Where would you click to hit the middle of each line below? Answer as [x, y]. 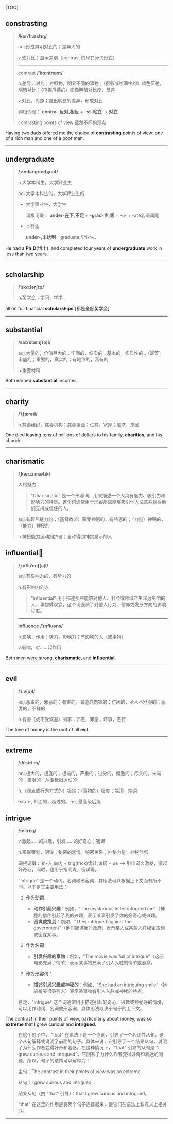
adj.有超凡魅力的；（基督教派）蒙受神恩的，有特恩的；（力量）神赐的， [92, 519]
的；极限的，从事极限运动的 [47, 780]
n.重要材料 [29, 371]
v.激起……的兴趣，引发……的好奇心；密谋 [62, 841]
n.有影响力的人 [34, 587]
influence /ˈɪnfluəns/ [40, 626]
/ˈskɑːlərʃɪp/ [31, 287]
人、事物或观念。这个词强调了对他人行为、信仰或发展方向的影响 [98, 604]
